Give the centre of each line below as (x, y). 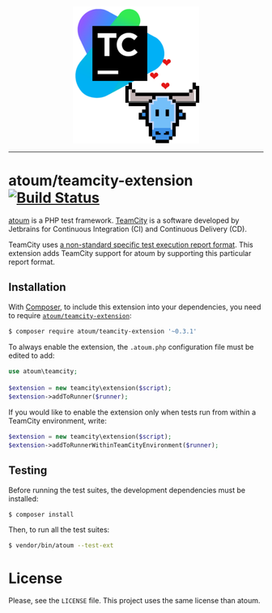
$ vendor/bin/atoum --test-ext (61, 546)
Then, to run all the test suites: (59, 530)
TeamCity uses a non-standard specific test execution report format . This (131, 245)
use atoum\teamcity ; (43, 371)
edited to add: (32, 355)
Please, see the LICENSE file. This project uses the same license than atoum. (134, 601)
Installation (37, 287)
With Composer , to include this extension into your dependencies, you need (135, 307)
